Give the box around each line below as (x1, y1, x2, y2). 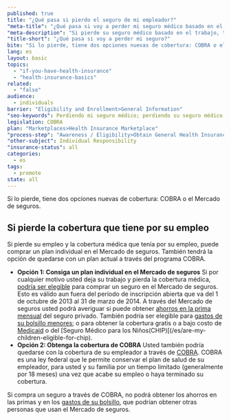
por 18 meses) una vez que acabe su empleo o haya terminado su (16, 370, 204, 378)
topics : (7, 61, 30, 68)
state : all (7, 176, 38, 183)
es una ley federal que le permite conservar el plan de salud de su (16, 355, 205, 364)
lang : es (7, 49, 32, 56)
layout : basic (7, 55, 48, 62)
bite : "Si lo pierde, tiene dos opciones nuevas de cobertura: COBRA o (7, 42, 217, 49)
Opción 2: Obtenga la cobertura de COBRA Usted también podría (16, 341, 204, 349)
